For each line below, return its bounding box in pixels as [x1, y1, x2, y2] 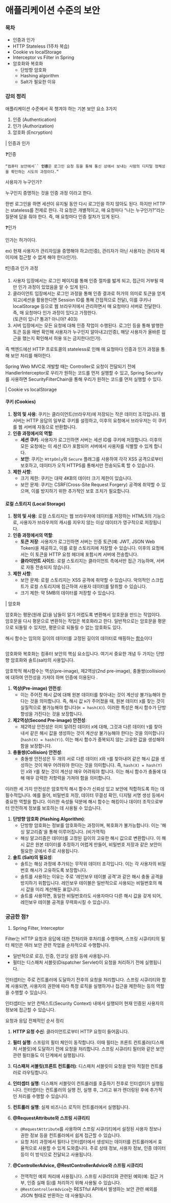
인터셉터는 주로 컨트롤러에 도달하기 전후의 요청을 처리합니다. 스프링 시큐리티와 [5, 977, 161, 983]
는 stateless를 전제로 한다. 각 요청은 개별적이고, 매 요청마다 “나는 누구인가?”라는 [5, 207, 165, 213]
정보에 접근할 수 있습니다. [5, 1007, 56, 1013]
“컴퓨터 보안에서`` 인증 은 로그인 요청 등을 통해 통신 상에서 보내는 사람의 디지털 [5, 163, 153, 169]
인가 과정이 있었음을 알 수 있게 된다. [18, 284, 89, 290]
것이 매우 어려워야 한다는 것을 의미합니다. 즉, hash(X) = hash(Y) [34, 762, 163, 769]
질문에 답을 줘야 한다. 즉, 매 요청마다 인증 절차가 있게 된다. [5, 213, 121, 219]
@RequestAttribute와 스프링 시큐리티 [12, 1115, 90, 1121]
